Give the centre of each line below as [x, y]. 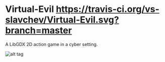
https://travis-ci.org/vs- [108, 9]
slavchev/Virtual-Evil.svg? [62, 20]
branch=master [39, 30]
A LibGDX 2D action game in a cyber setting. [51, 44]
